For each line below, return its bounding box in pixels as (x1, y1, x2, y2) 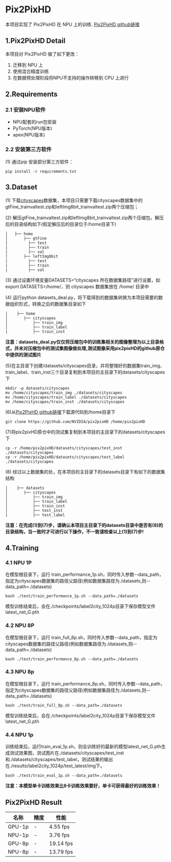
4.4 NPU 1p (5, 731, 34, 738)
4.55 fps (49, 823, 70, 830)
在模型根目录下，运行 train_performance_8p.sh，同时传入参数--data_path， (5, 680, 165, 687)
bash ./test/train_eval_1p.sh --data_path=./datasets (5, 773, 123, 778)
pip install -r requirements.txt (5, 169, 77, 174)
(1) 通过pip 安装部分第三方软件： (5, 159, 74, 165)
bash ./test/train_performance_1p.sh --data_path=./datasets (5, 593, 139, 599)
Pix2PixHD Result (5, 798, 62, 806)
